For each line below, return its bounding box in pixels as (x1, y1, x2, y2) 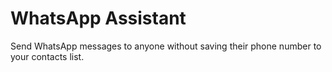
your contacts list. (10, 50, 85, 62)
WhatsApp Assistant (10, 7, 187, 30)
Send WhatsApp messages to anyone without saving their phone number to (10, 40, 322, 52)
